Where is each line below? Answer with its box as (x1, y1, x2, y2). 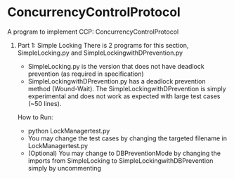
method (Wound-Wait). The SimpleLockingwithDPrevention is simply (27, 84, 226, 93)
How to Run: (17, 113, 54, 121)
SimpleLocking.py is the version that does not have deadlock (27, 62, 205, 70)
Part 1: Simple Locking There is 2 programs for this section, (17, 41, 189, 49)
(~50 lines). (27, 99, 62, 107)
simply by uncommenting (27, 164, 102, 172)
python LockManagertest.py (27, 126, 110, 135)
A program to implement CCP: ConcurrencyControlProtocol (7, 27, 179, 36)
